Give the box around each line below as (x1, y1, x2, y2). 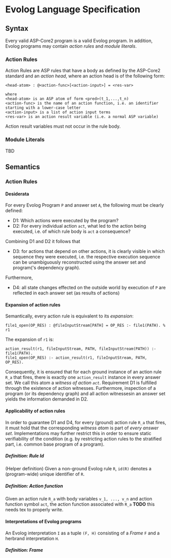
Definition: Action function (5, 483, 63, 489)
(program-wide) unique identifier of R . (5, 471, 85, 477)
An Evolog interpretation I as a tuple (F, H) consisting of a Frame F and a (5, 530, 160, 536)
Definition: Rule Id (5, 453, 44, 459)
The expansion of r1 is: (5, 336, 54, 343)
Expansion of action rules (5, 302, 61, 308)
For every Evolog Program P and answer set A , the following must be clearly (5, 202, 164, 208)
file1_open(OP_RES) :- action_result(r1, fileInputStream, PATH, (5, 355, 147, 361)
